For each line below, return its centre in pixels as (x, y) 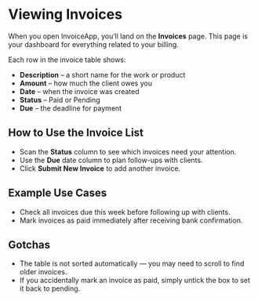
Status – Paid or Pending (60, 100)
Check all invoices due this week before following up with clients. (125, 212)
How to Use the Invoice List (76, 133)
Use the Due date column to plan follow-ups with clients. (111, 160)
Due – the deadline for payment (71, 108)
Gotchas (29, 245)
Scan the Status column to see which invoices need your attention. (128, 151)
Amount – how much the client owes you (86, 83)
